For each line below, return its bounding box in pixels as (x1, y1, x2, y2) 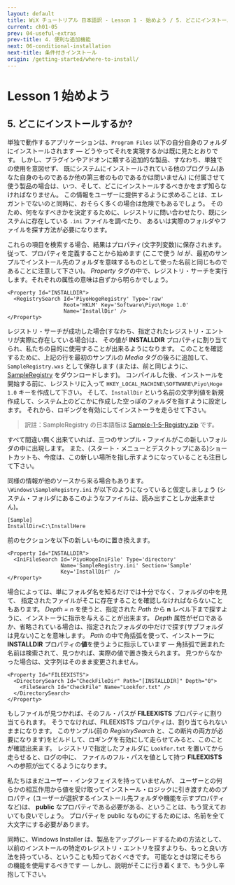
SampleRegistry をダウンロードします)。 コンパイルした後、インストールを (7, 370, 224, 378)
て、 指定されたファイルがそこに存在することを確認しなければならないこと (7, 596, 224, 604)
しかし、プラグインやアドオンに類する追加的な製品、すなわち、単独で (20, 155, 223, 164)
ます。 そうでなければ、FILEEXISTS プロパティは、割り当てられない (31, 718, 227, 726)
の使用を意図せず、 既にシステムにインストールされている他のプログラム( (7, 164, 219, 172)
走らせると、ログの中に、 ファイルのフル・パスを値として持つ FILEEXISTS (7, 753, 222, 761)
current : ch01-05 (7, 23, 58, 30)
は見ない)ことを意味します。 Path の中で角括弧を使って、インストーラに (7, 631, 215, 639)
